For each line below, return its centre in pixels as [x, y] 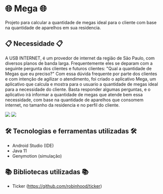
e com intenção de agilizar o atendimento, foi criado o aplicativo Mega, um [81, 79]
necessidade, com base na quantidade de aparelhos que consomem [74, 100]
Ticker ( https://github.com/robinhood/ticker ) [57, 186]
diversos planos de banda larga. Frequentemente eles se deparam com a [79, 63]
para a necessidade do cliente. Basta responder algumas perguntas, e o [78, 89]
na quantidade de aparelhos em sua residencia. [53, 28]
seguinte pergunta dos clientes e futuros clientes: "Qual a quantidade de [79, 68]
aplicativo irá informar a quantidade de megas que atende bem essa [74, 94]
